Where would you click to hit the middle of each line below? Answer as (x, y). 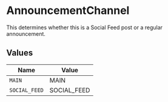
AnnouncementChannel (68, 11)
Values (20, 53)
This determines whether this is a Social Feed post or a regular (84, 27)
